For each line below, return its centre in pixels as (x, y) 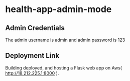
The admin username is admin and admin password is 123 (65, 40)
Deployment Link (32, 56)
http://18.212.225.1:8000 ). (32, 73)
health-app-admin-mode (58, 9)
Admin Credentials (35, 28)
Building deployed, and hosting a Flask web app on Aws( (63, 68)
